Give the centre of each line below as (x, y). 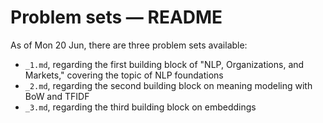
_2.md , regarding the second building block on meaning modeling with (168, 85)
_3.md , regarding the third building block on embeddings (140, 107)
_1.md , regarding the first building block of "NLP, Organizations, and (164, 64)
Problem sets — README (116, 17)
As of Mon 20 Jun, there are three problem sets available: (129, 45)
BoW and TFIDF (57, 96)
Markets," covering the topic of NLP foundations (124, 75)
